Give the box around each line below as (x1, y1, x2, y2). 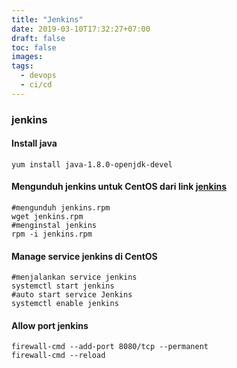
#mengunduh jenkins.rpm (11, 203, 111, 213)
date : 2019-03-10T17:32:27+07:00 (11, 24, 151, 34)
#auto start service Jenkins (11, 290, 133, 300)
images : (11, 52, 44, 62)
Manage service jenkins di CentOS (11, 250, 158, 262)
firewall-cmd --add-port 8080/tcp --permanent (11, 342, 209, 352)
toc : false (11, 42, 57, 53)
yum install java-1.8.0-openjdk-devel (11, 159, 173, 170)
